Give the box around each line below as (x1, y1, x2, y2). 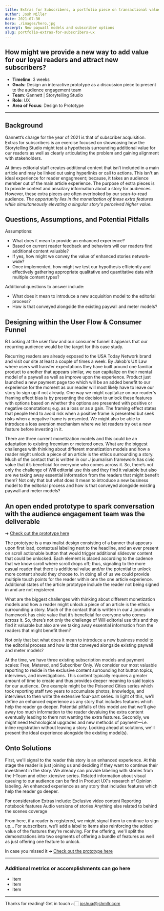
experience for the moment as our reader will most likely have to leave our (5, 384, 155, 390)
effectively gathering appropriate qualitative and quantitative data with (12, 269, 154, 275)
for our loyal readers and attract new (5, 56, 119, 64)
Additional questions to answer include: (5, 284, 84, 290)
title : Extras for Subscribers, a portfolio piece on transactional (5, 7, 147, 12)
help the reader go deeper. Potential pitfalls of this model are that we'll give (5, 704, 156, 710)
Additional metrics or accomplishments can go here (5, 865, 130, 872)
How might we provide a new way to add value (5, 48, 149, 56)
